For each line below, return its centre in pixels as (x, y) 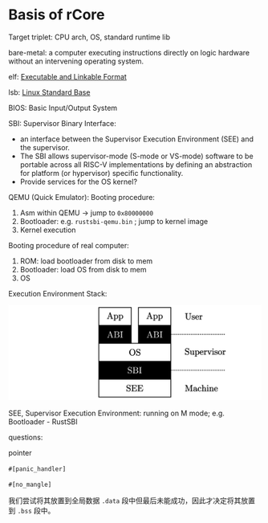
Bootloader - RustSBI (43, 422)
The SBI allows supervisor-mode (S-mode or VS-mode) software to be (137, 156)
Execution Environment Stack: (58, 293)
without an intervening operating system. (76, 61)
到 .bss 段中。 (32, 511)
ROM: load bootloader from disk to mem (86, 261)
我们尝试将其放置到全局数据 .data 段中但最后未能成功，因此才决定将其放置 (132, 501)
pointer (20, 453)
